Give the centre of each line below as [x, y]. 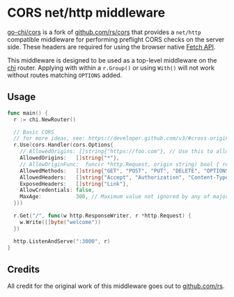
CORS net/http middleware [86, 13]
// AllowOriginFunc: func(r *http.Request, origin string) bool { [119, 164]
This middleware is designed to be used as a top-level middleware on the [112, 60]
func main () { [28, 113]
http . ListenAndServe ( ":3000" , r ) [62, 241]
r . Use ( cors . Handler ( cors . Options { [63, 145]
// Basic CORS [34, 132]
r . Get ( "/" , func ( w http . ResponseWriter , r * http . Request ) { [102, 216]
